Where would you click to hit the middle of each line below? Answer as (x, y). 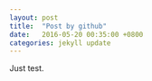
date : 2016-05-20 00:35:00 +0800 (76, 34)
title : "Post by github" (58, 26)
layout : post (34, 18)
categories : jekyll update (60, 43)
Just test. (27, 68)
